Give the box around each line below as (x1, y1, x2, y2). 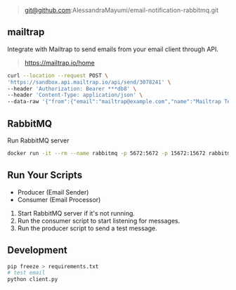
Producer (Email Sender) (17, 187, 89, 196)
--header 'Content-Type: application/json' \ (7, 91, 143, 99)
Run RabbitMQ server (7, 136, 70, 145)
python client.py (7, 276, 58, 283)
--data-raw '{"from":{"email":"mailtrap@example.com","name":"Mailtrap (7, 98, 221, 105)
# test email (7, 270, 46, 277)
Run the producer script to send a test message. (17, 224, 158, 232)
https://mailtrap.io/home (24, 58, 95, 67)
